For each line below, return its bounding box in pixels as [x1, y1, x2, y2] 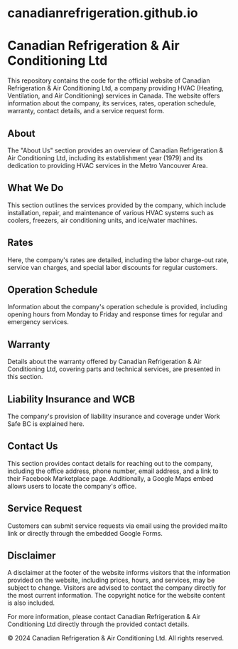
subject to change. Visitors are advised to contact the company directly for [7, 583, 227, 592]
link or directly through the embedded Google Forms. [7, 529, 163, 537]
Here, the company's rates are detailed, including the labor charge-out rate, [7, 255, 229, 264]
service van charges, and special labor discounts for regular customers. [7, 263, 218, 271]
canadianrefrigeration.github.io [7, 5, 198, 21]
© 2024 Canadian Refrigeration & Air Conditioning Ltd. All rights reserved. [7, 634, 225, 643]
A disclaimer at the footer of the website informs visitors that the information [7, 568, 231, 577]
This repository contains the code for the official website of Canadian [7, 76, 210, 85]
